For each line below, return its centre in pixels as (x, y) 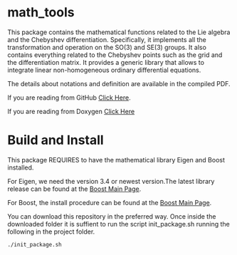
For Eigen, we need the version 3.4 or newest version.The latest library (111, 181)
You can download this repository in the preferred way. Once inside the (112, 216)
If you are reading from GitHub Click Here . (69, 98)
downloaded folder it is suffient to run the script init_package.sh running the (118, 224)
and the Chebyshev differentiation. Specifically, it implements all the (107, 39)
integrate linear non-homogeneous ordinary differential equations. (104, 70)
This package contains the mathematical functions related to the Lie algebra (119, 32)
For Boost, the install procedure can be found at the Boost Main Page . (110, 202)
